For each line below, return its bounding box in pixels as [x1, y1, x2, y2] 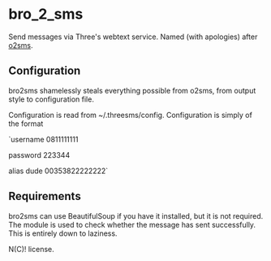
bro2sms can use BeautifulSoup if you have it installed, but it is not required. [8, 211, 264, 220]
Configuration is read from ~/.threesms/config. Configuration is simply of [8, 110, 253, 120]
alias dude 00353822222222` [8, 166, 109, 176]
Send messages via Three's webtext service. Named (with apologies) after [8, 32, 258, 41]
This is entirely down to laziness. [8, 228, 118, 238]
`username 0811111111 [8, 134, 79, 144]
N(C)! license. [8, 244, 54, 254]
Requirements [8, 189, 81, 203]
